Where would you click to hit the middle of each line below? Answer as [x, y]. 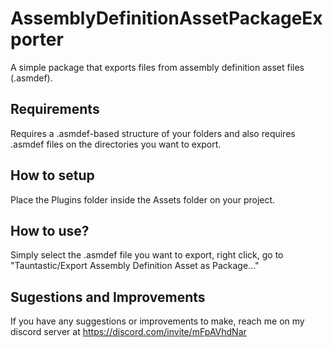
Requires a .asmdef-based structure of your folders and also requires [153, 133]
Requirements [55, 109]
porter [37, 39]
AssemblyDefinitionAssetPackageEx [166, 18]
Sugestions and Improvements [108, 297]
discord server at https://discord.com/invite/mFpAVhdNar [128, 332]
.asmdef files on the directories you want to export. [116, 144]
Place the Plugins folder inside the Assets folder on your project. [143, 199]
